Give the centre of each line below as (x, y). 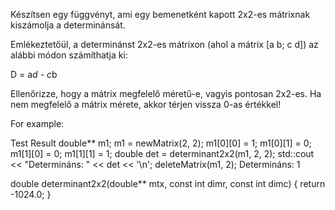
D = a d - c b (34, 74)
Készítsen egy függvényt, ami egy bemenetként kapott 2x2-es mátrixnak (160, 14)
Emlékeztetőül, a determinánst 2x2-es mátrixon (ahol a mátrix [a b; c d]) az (164, 44)
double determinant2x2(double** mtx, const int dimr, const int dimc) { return (168, 183)
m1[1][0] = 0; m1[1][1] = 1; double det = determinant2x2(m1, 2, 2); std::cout (162, 153)
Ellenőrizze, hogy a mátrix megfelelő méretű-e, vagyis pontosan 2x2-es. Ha (166, 93)
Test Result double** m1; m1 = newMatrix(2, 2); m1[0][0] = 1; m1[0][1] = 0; (161, 143)
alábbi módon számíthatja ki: (69, 55)
